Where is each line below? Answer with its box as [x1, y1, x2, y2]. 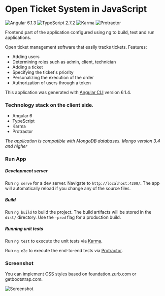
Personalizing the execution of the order [12, 74, 94, 80]
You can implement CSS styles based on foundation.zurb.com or [5, 271, 136, 277]
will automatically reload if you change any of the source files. [5, 186, 131, 192]
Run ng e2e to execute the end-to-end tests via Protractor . [5, 248, 123, 254]
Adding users [12, 53, 40, 60]
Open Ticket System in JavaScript [5, 3, 147, 15]
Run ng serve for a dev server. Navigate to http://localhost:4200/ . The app [5, 180, 160, 186]
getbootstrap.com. [5, 276, 43, 282]
